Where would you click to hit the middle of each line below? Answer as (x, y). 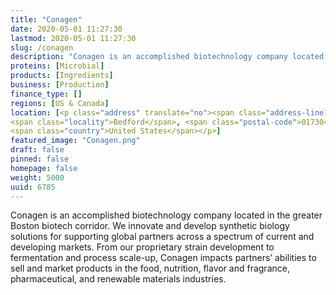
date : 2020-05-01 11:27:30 (66, 29)
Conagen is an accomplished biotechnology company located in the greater (166, 215)
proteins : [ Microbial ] (57, 66)
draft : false (37, 150)
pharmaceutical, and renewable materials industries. (118, 279)
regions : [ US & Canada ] (60, 103)
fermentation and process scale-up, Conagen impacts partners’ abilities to (163, 258)
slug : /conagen (42, 47)
